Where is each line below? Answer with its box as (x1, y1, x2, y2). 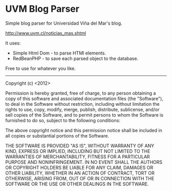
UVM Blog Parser (5, 3, 79, 15)
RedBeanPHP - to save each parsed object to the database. (12, 55, 139, 62)
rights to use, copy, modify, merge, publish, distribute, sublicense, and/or (5, 106, 160, 112)
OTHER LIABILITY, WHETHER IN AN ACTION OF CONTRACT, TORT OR (5, 170, 155, 176)
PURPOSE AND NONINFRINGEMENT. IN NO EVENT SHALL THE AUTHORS (5, 159, 163, 165)
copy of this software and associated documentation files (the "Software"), (5, 95, 164, 102)
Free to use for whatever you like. (5, 65, 76, 71)
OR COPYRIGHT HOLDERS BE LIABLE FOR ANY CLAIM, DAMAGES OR (5, 164, 154, 170)
